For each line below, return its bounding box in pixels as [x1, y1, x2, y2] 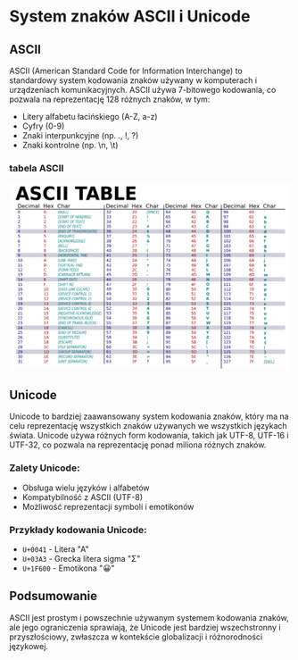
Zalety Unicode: [9, 462, 80, 474]
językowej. [9, 640, 49, 651]
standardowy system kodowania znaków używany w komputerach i [9, 75, 257, 86]
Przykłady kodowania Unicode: [9, 523, 147, 536]
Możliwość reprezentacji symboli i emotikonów [21, 501, 195, 512]
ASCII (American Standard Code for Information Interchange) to [9, 65, 243, 76]
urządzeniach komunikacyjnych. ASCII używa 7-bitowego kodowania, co [9, 85, 277, 95]
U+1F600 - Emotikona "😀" [21, 563, 115, 573]
